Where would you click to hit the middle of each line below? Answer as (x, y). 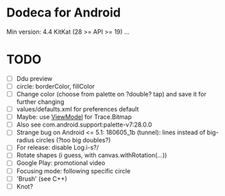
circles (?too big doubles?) (73, 140)
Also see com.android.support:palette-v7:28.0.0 (84, 124)
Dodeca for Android (64, 13)
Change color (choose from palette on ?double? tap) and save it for (111, 94)
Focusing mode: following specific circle (73, 171)
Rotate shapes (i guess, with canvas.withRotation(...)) (92, 155)
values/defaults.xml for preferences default (78, 109)
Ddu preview (34, 78)
